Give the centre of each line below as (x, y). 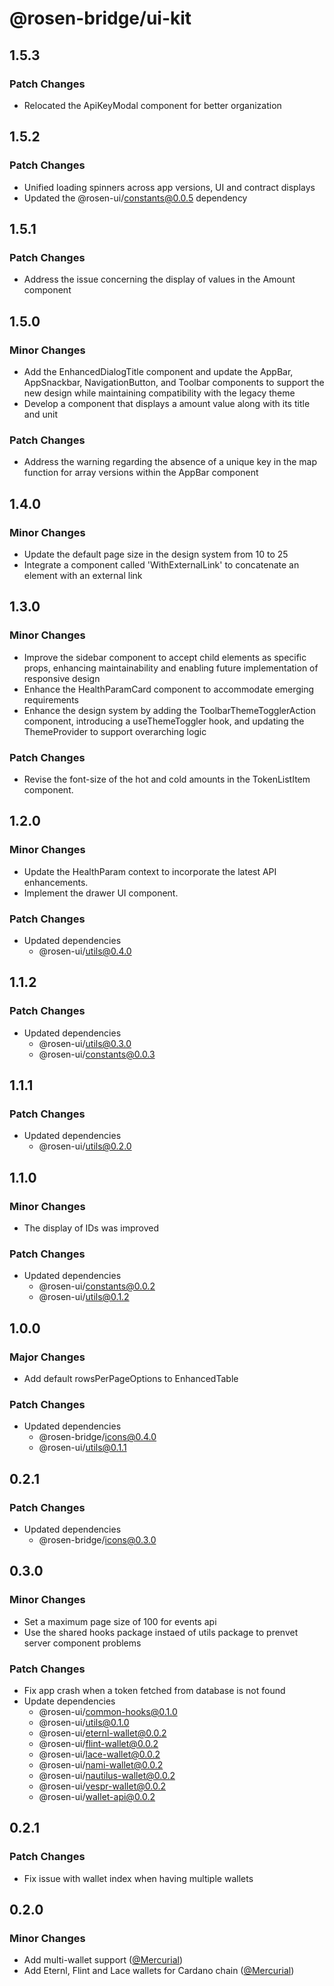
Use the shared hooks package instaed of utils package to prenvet (161, 1632)
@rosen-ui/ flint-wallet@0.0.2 (98, 1743)
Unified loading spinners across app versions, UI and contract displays (169, 187)
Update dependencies (69, 1701)
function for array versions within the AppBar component (141, 473)
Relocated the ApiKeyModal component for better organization (152, 105)
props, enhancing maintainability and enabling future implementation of (171, 668)
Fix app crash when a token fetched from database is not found (154, 1690)
